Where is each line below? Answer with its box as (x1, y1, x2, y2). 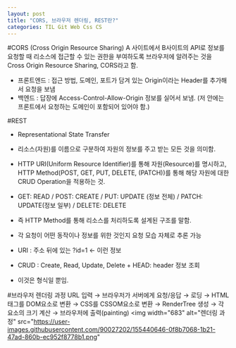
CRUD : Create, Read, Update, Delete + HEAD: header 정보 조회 (17, 261, 200, 270)
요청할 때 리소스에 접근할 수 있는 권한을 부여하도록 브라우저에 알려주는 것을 (7, 52, 213, 61)
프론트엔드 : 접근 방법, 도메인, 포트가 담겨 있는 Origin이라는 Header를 (17, 76, 209, 85)
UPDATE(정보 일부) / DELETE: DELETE (17, 201, 127, 210)
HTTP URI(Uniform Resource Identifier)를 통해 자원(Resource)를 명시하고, (17, 160, 227, 168)
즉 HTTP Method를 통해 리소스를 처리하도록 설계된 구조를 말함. (17, 216, 192, 225)
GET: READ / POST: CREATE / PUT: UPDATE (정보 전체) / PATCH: (17, 192, 203, 201)
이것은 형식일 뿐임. (17, 276, 69, 285)
